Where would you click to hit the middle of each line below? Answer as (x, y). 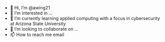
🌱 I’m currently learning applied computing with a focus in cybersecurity (85, 18)
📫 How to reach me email (37, 34)
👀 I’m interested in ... (31, 13)
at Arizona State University (38, 23)
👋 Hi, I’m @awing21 (30, 8)
